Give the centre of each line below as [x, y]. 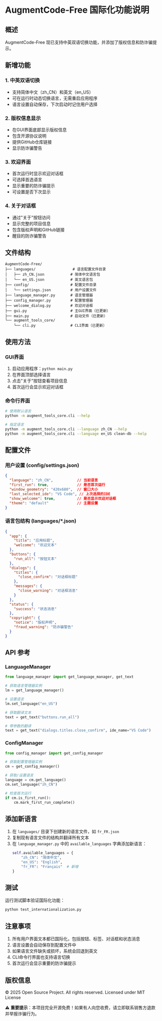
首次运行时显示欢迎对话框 [38, 174]
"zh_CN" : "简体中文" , [41, 858]
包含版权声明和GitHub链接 [38, 229]
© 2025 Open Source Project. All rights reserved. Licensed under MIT [75, 992]
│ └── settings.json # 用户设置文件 [51, 290]
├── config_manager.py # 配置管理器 [49, 301]
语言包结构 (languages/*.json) [41, 521]
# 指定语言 [15, 425]
